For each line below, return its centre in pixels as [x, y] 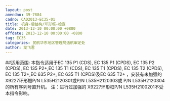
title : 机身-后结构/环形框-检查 [35, 24]
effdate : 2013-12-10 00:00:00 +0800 [44, 33]
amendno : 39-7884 [24, 15]
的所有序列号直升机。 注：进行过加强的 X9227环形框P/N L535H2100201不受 [84, 87]
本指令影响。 [18, 93]
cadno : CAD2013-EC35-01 [30, 19]
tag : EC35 [16, 38]
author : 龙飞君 [20, 47]
